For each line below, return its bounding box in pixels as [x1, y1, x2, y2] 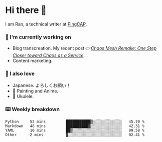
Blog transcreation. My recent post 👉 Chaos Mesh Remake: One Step [12, 45, 157, 51]
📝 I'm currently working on [5, 33, 71, 40]
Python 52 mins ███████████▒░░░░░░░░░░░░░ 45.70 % [5, 119, 144, 124]
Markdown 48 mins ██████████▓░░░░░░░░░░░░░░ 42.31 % [5, 123, 144, 128]
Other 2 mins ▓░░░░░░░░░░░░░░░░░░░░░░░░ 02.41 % [5, 132, 144, 137]
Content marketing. [12, 57, 53, 64]
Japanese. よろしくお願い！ [12, 82, 71, 88]
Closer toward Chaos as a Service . [12, 52, 85, 58]
